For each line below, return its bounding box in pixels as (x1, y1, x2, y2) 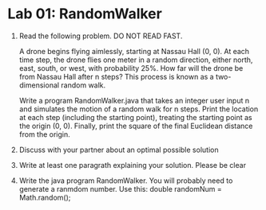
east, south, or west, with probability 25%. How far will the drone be (18, 63, 244, 72)
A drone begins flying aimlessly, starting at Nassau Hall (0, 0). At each (18, 46, 249, 56)
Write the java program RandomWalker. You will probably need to (18, 176, 233, 185)
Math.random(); (18, 192, 71, 202)
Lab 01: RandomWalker (7, 5, 163, 23)
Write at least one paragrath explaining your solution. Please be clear (18, 160, 247, 169)
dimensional (18, 80, 60, 90)
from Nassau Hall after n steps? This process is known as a (18, 72, 214, 81)
